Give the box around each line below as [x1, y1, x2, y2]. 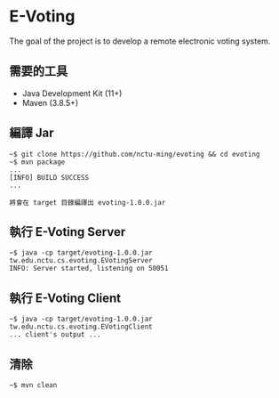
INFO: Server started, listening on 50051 [9, 264, 169, 273]
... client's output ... [9, 330, 101, 339]
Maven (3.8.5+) [21, 97, 79, 108]
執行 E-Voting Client [9, 290, 122, 305]
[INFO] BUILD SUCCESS [9, 173, 90, 182]
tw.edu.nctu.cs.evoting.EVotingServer [9, 256, 153, 265]
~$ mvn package [9, 158, 66, 167]
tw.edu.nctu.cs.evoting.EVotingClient [9, 322, 153, 331]
